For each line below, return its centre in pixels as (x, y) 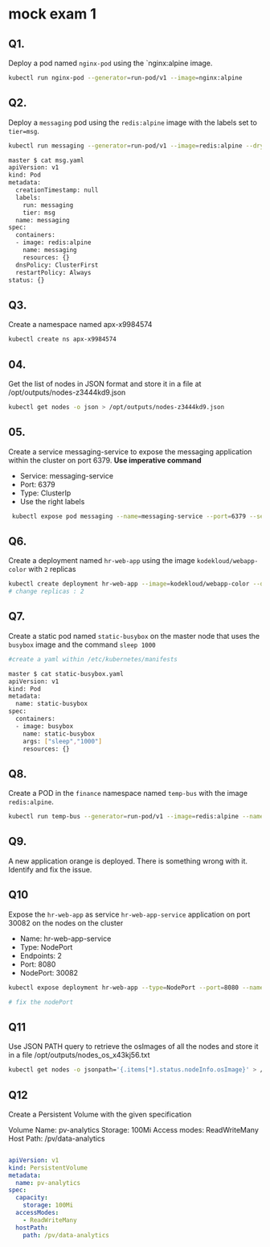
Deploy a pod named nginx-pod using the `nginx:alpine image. (110, 63)
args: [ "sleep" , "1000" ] (63, 741)
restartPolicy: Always (53, 272)
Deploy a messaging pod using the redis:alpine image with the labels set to (133, 122)
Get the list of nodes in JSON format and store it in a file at (105, 383)
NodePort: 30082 (49, 972)
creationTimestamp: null (57, 190)
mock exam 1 (52, 14)
